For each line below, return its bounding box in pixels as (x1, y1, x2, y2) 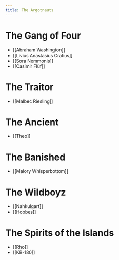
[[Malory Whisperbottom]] (12, 168, 68, 175)
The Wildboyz (5, 186, 66, 198)
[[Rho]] (12, 244, 28, 250)
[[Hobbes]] (12, 209, 36, 215)
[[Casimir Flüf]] (12, 63, 45, 70)
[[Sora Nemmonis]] (12, 58, 54, 64)
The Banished (5, 151, 66, 163)
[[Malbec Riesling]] (12, 98, 53, 105)
